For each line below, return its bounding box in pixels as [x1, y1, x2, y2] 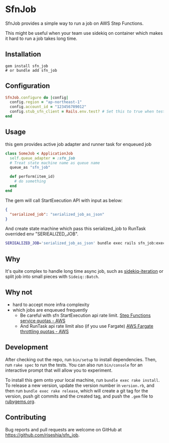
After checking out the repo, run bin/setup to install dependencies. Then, [5, 356, 157, 362]
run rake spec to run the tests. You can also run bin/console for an [5, 362, 143, 368]
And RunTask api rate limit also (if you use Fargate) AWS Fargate [20, 323, 153, 329]
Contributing [5, 413, 46, 422]
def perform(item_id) [10, 174, 55, 179]
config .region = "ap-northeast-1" [10, 100, 82, 105]
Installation [5, 50, 41, 59]
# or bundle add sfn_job [5, 68, 57, 73]
